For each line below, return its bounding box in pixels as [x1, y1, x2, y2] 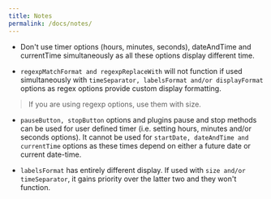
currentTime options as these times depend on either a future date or [19, 141, 252, 150]
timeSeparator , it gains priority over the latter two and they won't [19, 174, 237, 184]
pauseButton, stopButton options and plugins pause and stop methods [19, 115, 257, 124]
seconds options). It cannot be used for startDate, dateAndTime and [19, 132, 249, 142]
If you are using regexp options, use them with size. [28, 99, 201, 109]
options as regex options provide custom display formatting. [19, 83, 222, 93]
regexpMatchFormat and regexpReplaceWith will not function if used [19, 66, 243, 76]
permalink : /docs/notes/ [8, 19, 92, 28]
